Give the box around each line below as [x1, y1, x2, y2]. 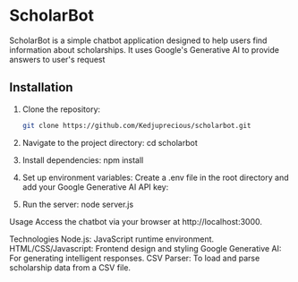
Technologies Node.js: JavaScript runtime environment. [9, 234, 215, 244]
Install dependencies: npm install [21, 154, 144, 166]
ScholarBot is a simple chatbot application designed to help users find [9, 35, 268, 46]
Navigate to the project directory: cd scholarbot [21, 137, 199, 148]
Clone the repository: [21, 104, 101, 115]
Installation [9, 80, 73, 95]
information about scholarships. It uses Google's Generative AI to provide [9, 44, 280, 55]
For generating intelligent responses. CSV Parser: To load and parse [9, 252, 260, 263]
